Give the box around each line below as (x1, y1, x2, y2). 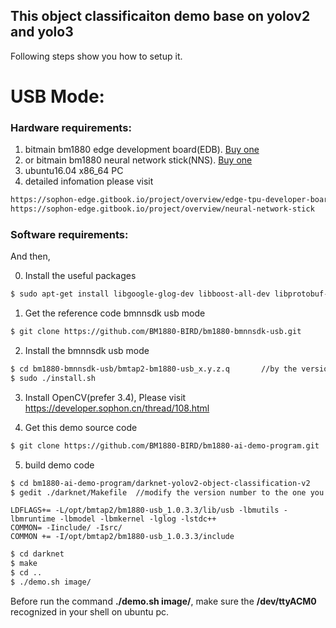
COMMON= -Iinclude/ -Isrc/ (10, 523, 123, 533)
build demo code (24, 459, 95, 471)
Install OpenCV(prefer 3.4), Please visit (24, 391, 187, 403)
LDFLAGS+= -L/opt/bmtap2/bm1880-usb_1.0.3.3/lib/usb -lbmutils (10, 505, 280, 516)
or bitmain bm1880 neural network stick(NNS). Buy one (24, 154, 253, 166)
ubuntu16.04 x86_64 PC (24, 165, 124, 177)
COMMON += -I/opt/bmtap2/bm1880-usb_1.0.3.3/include (10, 532, 235, 542)
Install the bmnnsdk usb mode (24, 345, 150, 357)
